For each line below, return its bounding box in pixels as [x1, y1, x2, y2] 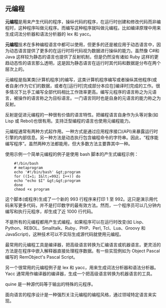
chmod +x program [14, 187, 50, 192]
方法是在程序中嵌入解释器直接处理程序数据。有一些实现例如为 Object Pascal [5, 248, 160, 254]
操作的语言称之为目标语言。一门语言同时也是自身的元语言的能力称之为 [18, 95, 161, 101]
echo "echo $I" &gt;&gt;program [14, 178, 81, 183]
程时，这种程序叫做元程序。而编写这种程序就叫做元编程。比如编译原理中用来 [5, 25, 161, 31]
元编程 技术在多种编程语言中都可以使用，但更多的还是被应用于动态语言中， [5, 41, 157, 47]
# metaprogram [14, 165, 43, 170]
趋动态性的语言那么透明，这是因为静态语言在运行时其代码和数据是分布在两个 [5, 60, 161, 66]
